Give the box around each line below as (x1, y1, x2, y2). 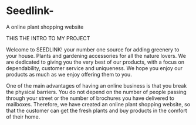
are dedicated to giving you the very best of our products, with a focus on (6, 58, 185, 65)
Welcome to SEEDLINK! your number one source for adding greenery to (6, 46, 180, 53)
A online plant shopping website (6, 23, 84, 30)
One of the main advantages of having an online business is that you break (6, 82, 187, 89)
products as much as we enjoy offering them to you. (6, 71, 132, 78)
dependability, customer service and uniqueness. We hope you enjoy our (6, 64, 183, 71)
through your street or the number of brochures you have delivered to (6, 95, 175, 102)
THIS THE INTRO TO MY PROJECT (6, 34, 90, 41)
